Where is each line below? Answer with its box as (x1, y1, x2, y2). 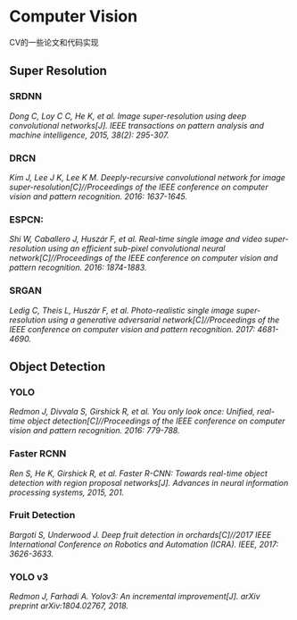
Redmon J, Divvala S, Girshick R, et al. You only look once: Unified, (9, 406, 256, 417)
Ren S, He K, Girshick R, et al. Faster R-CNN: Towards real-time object (9, 467, 268, 479)
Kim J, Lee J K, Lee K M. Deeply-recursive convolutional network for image (9, 172, 285, 182)
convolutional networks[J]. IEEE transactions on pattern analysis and (9, 120, 265, 130)
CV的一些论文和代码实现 (9, 37, 99, 47)
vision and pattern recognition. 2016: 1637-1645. (9, 190, 187, 202)
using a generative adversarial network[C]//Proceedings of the (47, 314, 280, 325)
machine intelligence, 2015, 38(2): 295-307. (9, 130, 169, 140)
